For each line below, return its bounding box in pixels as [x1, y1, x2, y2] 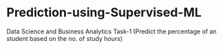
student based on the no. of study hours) [6, 34, 123, 42]
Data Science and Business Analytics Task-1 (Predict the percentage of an [6, 27, 217, 35]
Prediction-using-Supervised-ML [6, 5, 202, 20]
